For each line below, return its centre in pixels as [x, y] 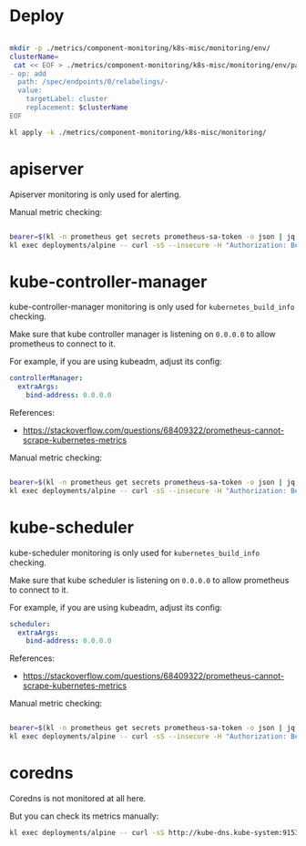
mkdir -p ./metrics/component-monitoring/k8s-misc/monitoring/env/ [140, 48]
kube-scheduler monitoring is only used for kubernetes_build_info [135, 552]
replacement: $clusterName [77, 108]
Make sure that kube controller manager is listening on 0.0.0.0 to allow [143, 335]
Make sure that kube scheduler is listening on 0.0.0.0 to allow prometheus [149, 580]
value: [30, 91]
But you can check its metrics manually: [84, 816]
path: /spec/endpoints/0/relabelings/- [93, 82]
